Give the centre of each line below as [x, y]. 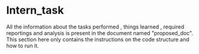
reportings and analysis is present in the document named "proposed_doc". [100, 33]
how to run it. [23, 46]
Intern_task [35, 10]
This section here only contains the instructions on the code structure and [98, 39]
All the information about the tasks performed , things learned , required [95, 27]
